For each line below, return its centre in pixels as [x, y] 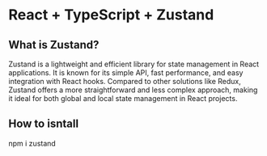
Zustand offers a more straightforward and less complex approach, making [133, 90]
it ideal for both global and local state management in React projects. [123, 98]
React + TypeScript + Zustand [111, 15]
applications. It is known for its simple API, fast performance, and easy [126, 73]
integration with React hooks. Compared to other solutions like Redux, [125, 81]
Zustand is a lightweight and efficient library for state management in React [134, 64]
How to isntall [44, 124]
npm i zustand [32, 143]
